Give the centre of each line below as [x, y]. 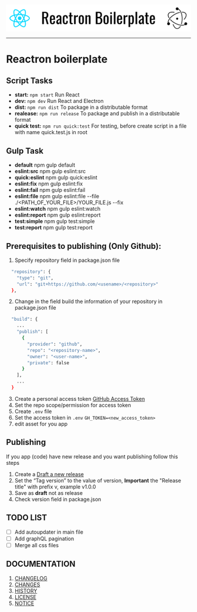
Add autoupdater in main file [49, 532]
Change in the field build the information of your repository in [89, 301]
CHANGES [27, 584]
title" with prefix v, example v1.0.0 [55, 487]
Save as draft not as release [49, 493]
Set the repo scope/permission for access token [73, 405]
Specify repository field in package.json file [67, 260]
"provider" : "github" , [55, 344]
